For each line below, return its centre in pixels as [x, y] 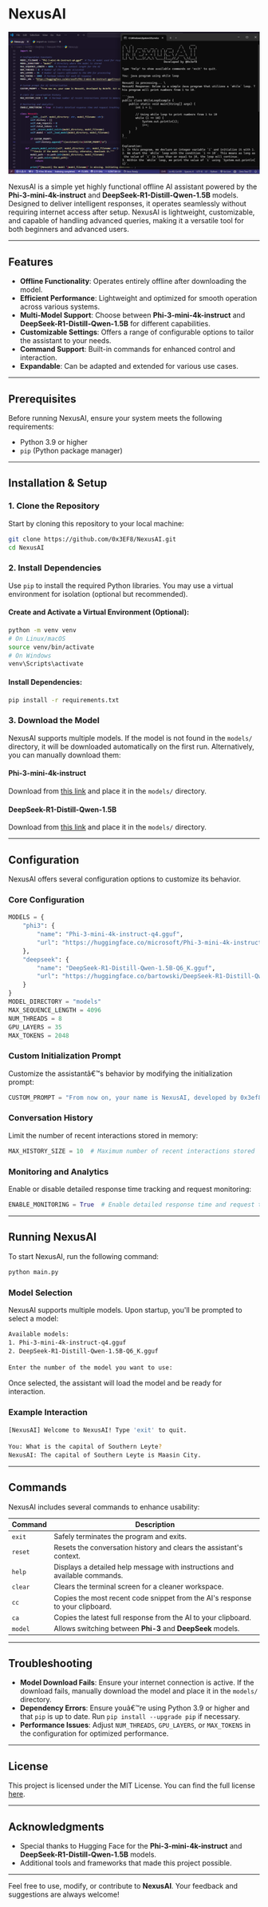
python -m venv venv [43, 630]
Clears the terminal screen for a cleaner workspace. [139, 1587]
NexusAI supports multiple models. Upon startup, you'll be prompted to [125, 1309]
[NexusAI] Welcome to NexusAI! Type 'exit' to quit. [98, 1430]
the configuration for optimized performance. [94, 1733]
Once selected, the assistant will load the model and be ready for [115, 1383]
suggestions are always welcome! [64, 1895]
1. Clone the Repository [54, 506]
